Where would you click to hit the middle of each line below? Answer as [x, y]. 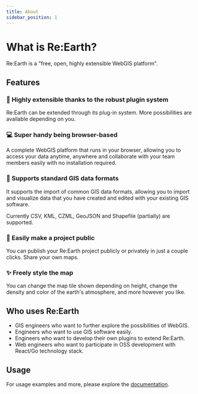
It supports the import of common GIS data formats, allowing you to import [98, 191]
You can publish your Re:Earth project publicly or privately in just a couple [97, 251]
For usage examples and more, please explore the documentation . [88, 384]
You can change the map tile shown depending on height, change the [92, 286]
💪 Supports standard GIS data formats [63, 179]
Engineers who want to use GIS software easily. [74, 332]
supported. [20, 222]
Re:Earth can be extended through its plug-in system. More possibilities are [99, 113]
